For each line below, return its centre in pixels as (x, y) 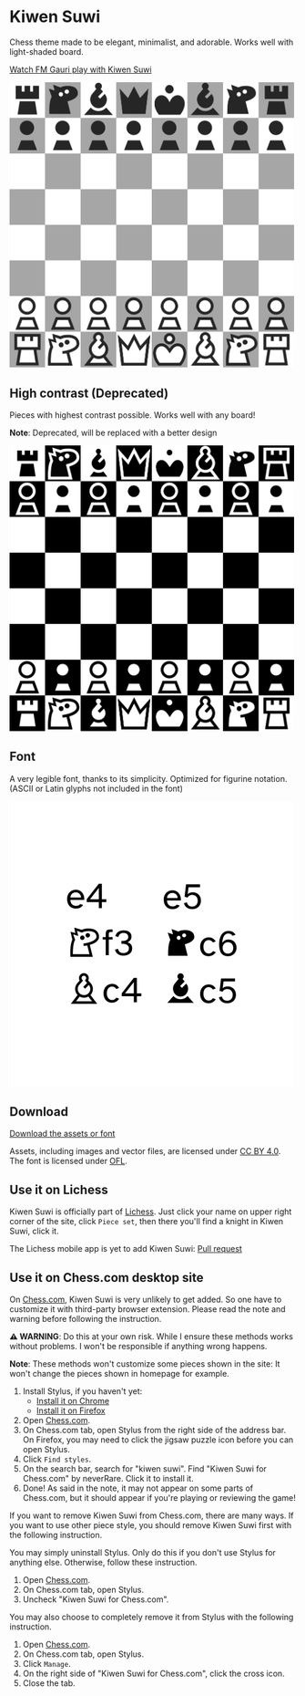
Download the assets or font (62, 1134)
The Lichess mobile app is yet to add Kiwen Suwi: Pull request (126, 1249)
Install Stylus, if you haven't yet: (82, 1391)
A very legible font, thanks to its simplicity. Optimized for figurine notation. (148, 778)
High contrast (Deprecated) (89, 393)
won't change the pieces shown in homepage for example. (119, 1373)
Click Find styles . (57, 1459)
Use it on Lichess (59, 1189)
